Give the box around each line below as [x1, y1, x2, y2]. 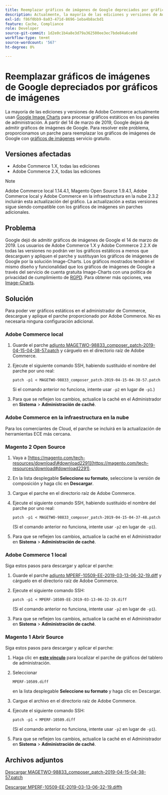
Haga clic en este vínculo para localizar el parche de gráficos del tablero [12, 654, 163, 660]
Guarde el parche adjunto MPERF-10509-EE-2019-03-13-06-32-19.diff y [12, 573, 161, 579]
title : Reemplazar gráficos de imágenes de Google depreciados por [5, 7, 149, 13]
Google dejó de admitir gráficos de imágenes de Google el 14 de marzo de [5, 237, 158, 243]
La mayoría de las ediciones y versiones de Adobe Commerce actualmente [5, 108, 159, 114]
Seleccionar [12, 670, 37, 676]
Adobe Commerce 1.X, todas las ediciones [12, 163, 100, 169]
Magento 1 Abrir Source [5, 633, 64, 640]
